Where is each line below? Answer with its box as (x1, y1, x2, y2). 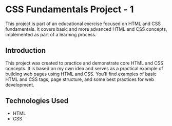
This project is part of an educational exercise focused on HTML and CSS (5, 20, 161, 27)
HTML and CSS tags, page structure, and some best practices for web (5, 76, 154, 82)
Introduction (5, 46, 46, 55)
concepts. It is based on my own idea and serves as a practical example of (5, 65, 163, 71)
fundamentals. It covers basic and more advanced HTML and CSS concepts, (5, 26, 167, 32)
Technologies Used (5, 96, 68, 106)
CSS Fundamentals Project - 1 (5, 4, 134, 15)
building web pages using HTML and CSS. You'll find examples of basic (5, 71, 157, 77)
